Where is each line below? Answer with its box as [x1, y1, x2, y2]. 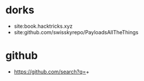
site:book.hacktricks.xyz [13, 23, 73, 30]
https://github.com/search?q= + [13, 68, 90, 75]
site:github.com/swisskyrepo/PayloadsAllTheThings [13, 28, 139, 35]
